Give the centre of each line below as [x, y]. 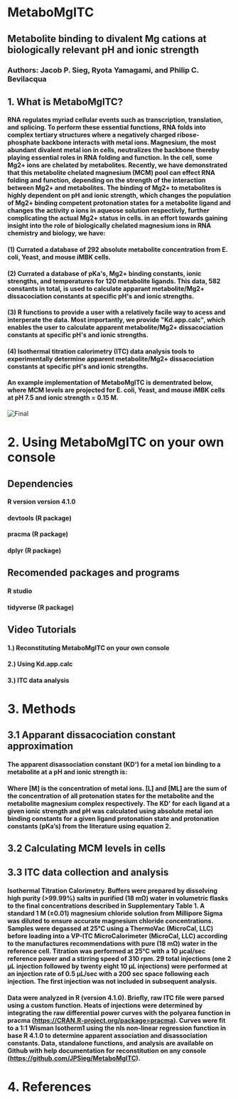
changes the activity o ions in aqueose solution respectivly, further [108, 211]
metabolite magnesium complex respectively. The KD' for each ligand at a [119, 803]
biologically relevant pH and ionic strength [103, 49]
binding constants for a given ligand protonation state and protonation [113, 818]
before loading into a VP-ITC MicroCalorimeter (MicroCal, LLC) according [118, 935]
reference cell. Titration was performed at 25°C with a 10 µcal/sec [107, 951]
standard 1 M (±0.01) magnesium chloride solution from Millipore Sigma [115, 913]
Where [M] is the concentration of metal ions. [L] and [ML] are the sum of [117, 788]
